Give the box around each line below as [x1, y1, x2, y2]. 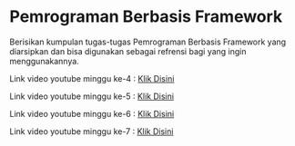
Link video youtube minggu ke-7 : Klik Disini [9, 125, 174, 137]
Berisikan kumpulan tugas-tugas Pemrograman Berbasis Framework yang [9, 36, 287, 47]
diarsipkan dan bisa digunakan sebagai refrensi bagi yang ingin [9, 45, 248, 56]
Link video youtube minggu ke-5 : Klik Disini [9, 91, 175, 102]
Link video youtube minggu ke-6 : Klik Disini [9, 108, 175, 119]
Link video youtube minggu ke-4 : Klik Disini [9, 73, 175, 83]
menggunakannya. [9, 55, 79, 66]
